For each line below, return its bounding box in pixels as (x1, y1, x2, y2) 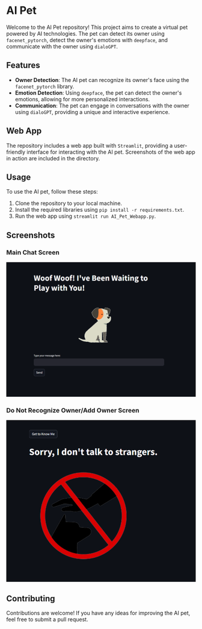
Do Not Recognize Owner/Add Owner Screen (6, 406, 139, 415)
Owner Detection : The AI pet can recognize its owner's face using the (14, 76, 189, 83)
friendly (6, 148, 26, 156)
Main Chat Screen (6, 248, 60, 256)
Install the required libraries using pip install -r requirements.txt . (14, 206, 185, 213)
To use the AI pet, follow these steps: (6, 188, 98, 195)
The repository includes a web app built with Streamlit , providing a (6, 142, 173, 149)
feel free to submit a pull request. (6, 616, 88, 623)
